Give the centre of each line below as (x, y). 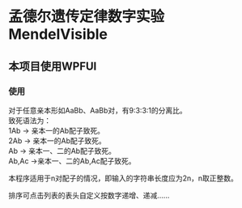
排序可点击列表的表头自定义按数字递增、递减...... (89, 195)
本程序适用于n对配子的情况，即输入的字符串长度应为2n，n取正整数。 (123, 178)
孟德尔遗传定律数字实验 (87, 17)
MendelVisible (58, 34)
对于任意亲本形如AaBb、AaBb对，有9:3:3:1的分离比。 (98, 110)
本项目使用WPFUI (53, 66)
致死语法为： (30, 120)
